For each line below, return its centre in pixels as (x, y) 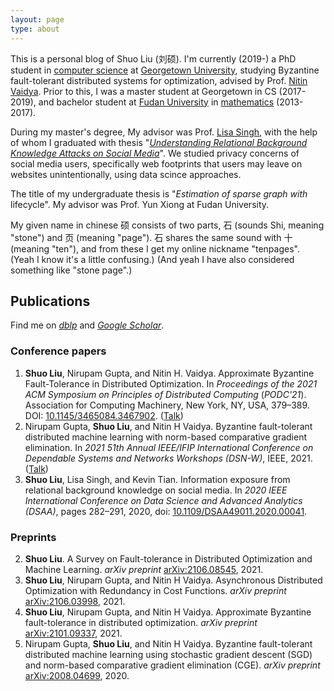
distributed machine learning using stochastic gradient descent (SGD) (168, 654)
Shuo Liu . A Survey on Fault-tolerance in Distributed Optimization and (168, 558)
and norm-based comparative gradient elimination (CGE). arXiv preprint (172, 665)
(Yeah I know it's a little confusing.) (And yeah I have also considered (152, 259)
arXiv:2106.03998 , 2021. (75, 601)
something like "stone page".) (71, 270)
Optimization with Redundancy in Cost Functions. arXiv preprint (155, 590)
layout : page (37, 19)
